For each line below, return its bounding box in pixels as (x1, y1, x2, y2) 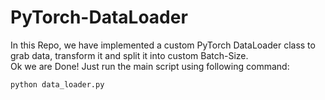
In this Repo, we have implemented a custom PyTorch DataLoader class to (10, 39, 316, 51)
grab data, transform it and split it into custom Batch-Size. (10, 49, 249, 61)
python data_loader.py (10, 79, 105, 90)
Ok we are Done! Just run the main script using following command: (10, 60, 290, 72)
